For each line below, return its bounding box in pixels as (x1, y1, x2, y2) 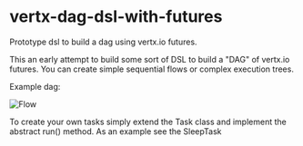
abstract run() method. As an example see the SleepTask (9, 125, 222, 137)
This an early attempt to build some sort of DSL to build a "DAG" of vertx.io (9, 54, 290, 64)
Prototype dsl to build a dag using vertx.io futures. (9, 36, 197, 47)
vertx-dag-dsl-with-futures (9, 6, 223, 27)
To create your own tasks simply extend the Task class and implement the (9, 116, 287, 127)
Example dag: (9, 81, 61, 92)
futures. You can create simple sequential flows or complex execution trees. (9, 63, 294, 74)
